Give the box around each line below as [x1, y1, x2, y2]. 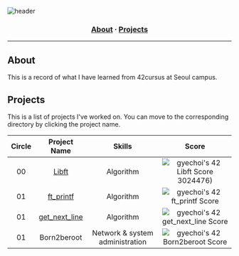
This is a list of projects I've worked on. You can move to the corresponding [7, 112, 229, 121]
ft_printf [47, 191, 75, 201]
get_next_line [38, 212, 83, 222]
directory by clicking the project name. [7, 119, 121, 128]
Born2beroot [39, 232, 83, 242]
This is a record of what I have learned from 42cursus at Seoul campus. [7, 73, 218, 82]
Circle [11, 141, 32, 151]
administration [98, 237, 147, 247]
